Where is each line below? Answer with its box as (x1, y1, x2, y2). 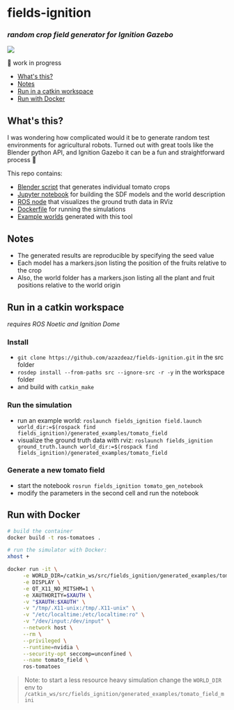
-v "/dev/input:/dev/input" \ (22, 618, 111, 625)
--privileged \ (22, 637, 68, 644)
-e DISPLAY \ (22, 579, 61, 586)
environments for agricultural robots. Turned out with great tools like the (7, 141, 214, 150)
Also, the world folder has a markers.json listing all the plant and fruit (17, 274, 214, 282)
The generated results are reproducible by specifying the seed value (17, 252, 214, 260)
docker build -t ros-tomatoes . (7, 534, 101, 541)
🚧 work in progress (7, 59, 62, 67)
